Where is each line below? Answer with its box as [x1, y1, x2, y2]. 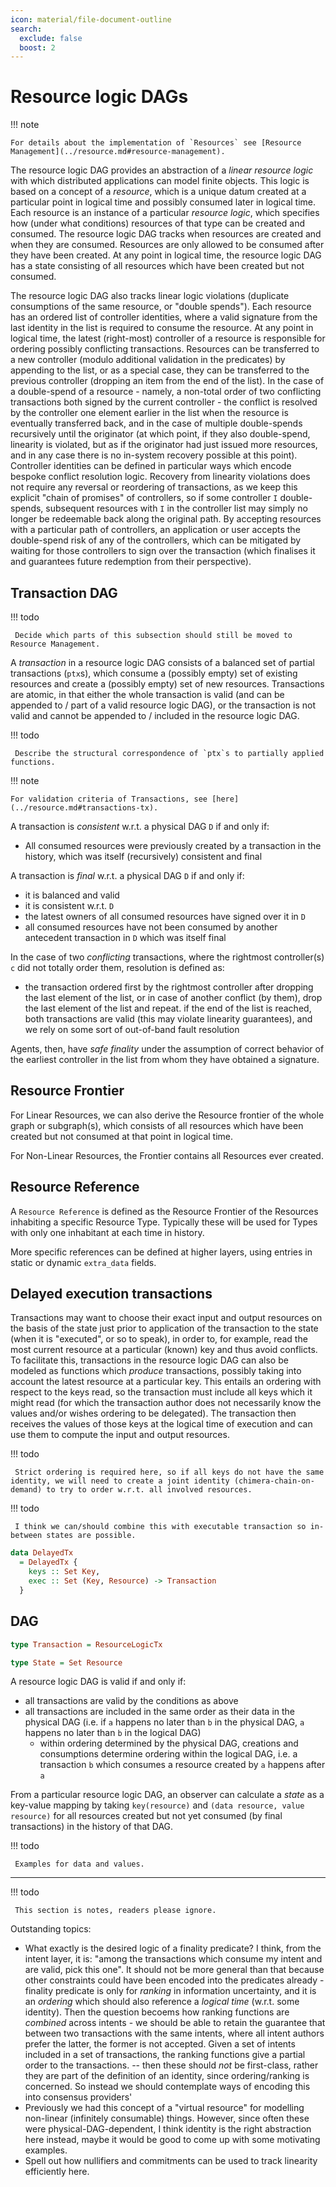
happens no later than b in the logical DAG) [24, 1727, 202, 1739]
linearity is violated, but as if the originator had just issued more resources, [10, 439, 318, 451]
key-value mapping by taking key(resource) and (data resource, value [10, 1799, 305, 1811]
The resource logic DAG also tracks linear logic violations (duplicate [10, 290, 290, 302]
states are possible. [46, 1531, 137, 1541]
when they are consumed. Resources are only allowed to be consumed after [10, 239, 325, 251]
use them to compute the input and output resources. [10, 1429, 230, 1441]
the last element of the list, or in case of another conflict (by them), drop [24, 992, 323, 1003]
